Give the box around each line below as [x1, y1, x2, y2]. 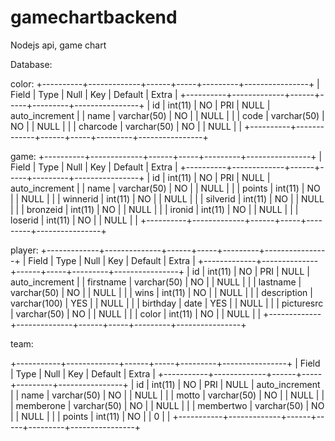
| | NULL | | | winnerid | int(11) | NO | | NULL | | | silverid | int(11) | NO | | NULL [10, 192, 325, 205]
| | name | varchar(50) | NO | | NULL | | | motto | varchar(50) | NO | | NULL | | [10, 389, 325, 401]
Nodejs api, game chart [10, 39, 107, 51]
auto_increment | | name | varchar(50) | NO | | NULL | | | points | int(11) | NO [10, 182, 321, 194]
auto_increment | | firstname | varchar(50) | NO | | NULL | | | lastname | [10, 276, 302, 288]
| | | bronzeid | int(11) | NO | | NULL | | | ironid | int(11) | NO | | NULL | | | [10, 203, 299, 215]
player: [10, 244, 39, 256]
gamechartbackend [10, 6, 178, 29]
